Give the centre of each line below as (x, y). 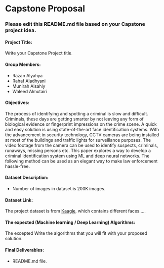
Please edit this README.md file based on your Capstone (75, 24)
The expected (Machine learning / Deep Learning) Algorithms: (70, 222)
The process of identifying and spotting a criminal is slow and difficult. (77, 113)
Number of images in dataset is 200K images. (59, 188)
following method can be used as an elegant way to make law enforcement (82, 161)
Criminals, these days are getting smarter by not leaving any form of (75, 119)
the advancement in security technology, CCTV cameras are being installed (82, 135)
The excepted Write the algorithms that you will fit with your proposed (76, 233)
